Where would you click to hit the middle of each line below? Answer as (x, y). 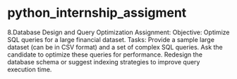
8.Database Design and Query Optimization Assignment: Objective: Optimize (119, 32)
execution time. (30, 69)
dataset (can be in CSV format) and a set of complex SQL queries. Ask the (115, 47)
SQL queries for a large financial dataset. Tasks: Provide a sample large (111, 39)
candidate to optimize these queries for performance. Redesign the (105, 55)
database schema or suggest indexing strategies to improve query (104, 62)
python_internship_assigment (97, 13)
